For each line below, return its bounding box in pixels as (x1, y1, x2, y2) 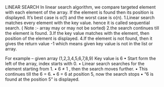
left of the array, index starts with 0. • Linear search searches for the (5, 61, 145, 66)
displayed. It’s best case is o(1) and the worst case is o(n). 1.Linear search (5, 15, 155, 20)
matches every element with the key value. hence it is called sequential (5, 20, 150, 26)
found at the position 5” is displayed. (5, 76, 80, 82)
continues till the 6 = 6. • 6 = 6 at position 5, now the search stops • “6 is (5, 71, 154, 77)
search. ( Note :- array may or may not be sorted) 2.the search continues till (5, 25, 160, 31)
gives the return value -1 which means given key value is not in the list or (5, 41, 153, 46)
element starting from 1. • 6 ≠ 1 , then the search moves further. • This (5, 66, 148, 72)
